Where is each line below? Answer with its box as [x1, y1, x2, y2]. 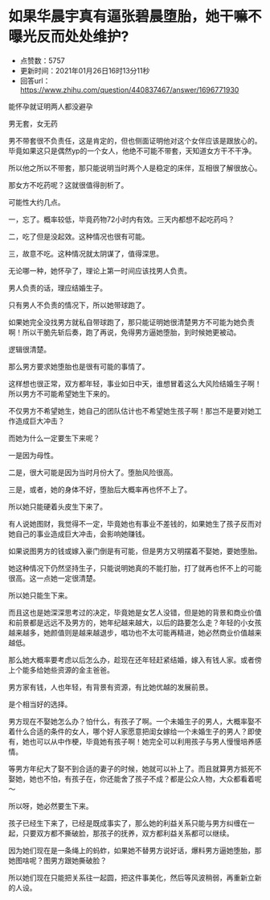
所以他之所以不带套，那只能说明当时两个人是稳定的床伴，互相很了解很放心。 [8, 163, 262, 173]
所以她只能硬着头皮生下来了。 [8, 502, 107, 511]
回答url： [19, 76, 51, 85]
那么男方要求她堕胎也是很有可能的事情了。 [8, 361, 149, 371]
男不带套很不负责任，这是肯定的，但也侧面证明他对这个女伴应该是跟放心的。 [8, 135, 262, 145]
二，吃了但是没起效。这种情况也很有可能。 [8, 231, 149, 241]
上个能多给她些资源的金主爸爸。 [8, 665, 114, 674]
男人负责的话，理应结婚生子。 [8, 283, 107, 293]
